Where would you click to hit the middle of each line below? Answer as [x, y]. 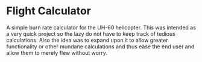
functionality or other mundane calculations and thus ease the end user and [100, 46]
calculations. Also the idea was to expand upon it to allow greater [87, 40]
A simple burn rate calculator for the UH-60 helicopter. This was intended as [101, 27]
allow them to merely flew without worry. [57, 52]
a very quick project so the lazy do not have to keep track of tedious [91, 33]
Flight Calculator [49, 11]
